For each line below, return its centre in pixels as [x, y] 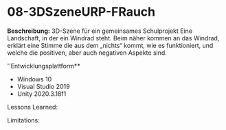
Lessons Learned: [33, 107]
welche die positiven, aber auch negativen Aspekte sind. [87, 53]
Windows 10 [34, 79]
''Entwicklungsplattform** [44, 66]
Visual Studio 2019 [43, 86]
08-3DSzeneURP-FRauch [81, 12]
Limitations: [23, 120]
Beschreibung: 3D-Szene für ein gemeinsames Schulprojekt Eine [100, 31]
